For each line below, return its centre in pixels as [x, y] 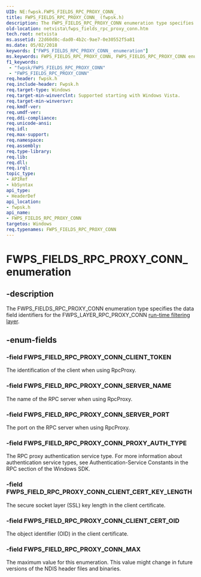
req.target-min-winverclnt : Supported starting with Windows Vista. [93, 95]
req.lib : [17, 157]
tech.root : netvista [32, 34]
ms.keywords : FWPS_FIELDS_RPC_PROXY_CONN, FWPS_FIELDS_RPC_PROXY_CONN [96, 56]
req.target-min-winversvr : [40, 101]
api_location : [24, 202]
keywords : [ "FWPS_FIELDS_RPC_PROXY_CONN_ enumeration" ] [77, 51]
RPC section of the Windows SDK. [48, 469]
